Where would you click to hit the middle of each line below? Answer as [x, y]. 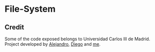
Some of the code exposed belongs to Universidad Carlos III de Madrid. [77, 39]
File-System [30, 9]
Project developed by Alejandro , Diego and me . [53, 44]
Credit [14, 27]
